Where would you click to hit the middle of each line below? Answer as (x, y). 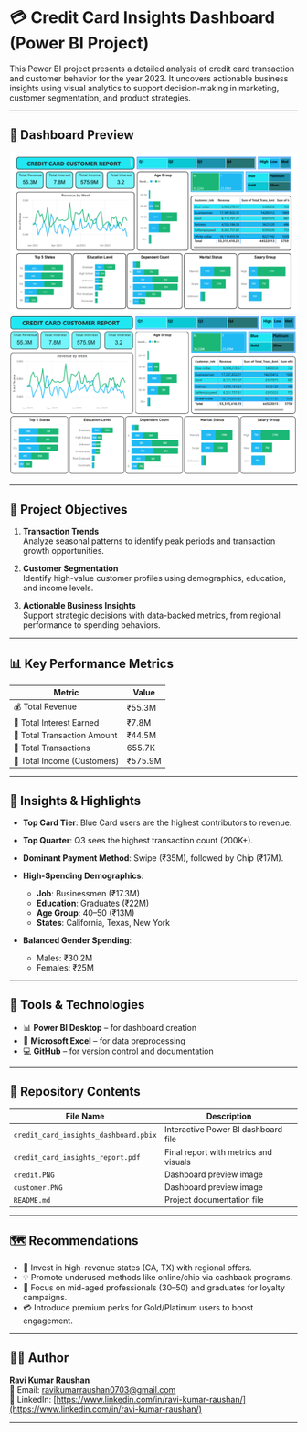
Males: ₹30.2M (64, 958)
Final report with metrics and (218, 1151)
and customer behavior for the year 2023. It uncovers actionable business (149, 78)
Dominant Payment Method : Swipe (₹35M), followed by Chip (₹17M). (153, 858)
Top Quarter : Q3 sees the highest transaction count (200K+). (138, 840)
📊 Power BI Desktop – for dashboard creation (110, 1027)
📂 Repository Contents (75, 1092)
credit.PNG (34, 1175)
